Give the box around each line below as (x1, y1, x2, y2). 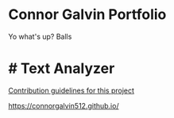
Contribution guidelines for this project (8, 86, 135, 95)
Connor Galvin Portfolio (8, 6, 167, 24)
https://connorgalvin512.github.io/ (8, 101, 119, 110)
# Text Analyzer (8, 59, 115, 78)
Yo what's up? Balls (8, 32, 72, 41)
